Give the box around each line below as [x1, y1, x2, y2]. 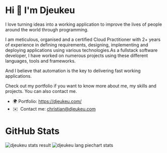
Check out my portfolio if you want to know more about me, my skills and [5, 83, 157, 89]
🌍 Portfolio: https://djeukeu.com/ [12, 98, 82, 104]
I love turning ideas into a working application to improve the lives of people [5, 21, 162, 27]
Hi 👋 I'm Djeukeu [5, 5, 75, 16]
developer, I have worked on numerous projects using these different [5, 53, 148, 59]
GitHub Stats [5, 126, 60, 137]
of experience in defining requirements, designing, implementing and [5, 41, 148, 47]
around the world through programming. [5, 26, 89, 32]
